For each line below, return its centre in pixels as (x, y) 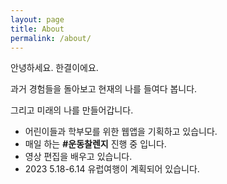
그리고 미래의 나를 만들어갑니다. (72, 110)
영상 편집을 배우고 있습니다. (78, 157)
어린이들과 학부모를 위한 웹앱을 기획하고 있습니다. (121, 132)
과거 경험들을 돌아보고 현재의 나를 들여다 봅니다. (104, 89)
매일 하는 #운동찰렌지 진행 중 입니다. (95, 144)
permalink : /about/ (51, 38)
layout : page (37, 19)
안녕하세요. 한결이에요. (54, 68)
